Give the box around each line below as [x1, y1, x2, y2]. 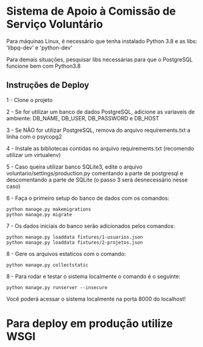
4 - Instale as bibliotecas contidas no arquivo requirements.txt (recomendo [6, 145, 194, 152]
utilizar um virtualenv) [6, 151, 61, 158]
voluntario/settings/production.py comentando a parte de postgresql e [6, 169, 183, 177]
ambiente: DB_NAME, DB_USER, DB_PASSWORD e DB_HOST [6, 114, 160, 122]
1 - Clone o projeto [6, 96, 53, 103]
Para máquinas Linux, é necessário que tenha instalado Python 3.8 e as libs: [6, 37, 198, 45]
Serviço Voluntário [6, 17, 104, 31]
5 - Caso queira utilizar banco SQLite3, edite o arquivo [6, 163, 143, 170]
